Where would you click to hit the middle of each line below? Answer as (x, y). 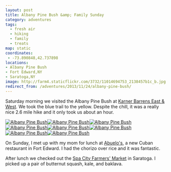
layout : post (19, 10)
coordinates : (19, 53)
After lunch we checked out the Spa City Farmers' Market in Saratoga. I (81, 158)
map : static (18, 48)
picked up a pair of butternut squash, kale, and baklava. (64, 164)
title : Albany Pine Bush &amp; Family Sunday (55, 15)
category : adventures (28, 20)
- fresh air (23, 29)
